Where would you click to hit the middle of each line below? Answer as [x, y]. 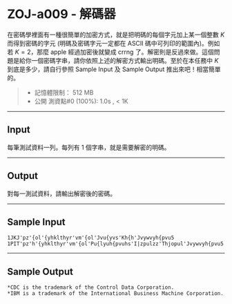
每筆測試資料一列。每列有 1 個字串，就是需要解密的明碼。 [89, 147]
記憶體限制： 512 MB [64, 92]
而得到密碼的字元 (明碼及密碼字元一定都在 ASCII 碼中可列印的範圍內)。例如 [114, 43]
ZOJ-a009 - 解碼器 [61, 14]
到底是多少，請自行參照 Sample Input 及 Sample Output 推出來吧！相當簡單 [114, 69]
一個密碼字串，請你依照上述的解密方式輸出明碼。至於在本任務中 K [125, 60]
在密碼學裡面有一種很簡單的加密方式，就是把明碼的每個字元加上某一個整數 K [116, 35]
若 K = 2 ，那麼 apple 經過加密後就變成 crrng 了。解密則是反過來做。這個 [110, 52]
